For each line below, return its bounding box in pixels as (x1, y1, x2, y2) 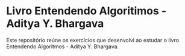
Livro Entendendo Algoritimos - (6, 4, 167, 18)
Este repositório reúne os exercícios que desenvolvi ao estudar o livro (6, 36, 180, 43)
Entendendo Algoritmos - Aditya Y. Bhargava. (6, 43, 119, 50)
